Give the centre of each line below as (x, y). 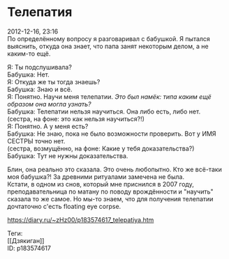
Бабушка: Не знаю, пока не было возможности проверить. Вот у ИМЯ (112, 134)
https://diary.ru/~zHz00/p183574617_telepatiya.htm (81, 219)
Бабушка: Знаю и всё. (40, 89)
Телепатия (40, 12)
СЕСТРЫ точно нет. (36, 141)
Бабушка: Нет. (29, 74)
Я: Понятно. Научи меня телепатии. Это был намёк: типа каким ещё (109, 96)
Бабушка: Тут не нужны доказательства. (68, 156)
